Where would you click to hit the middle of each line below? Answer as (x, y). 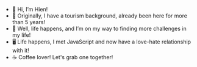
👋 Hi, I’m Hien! (30, 9)
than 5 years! (29, 22)
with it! (20, 50)
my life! (21, 35)
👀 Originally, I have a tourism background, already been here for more (100, 16)
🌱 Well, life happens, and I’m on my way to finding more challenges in (99, 28)
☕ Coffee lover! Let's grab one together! (63, 57)
